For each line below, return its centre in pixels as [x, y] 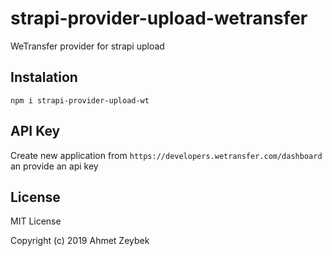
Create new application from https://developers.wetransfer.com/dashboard [166, 155]
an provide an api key [54, 166]
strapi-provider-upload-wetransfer [159, 18]
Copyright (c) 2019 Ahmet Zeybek [80, 241]
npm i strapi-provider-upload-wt [80, 100]
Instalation [44, 77]
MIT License [36, 221]
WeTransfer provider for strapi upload [87, 46]
